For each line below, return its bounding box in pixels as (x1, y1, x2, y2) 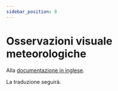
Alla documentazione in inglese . (6, 67, 85, 74)
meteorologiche (6, 47, 86, 60)
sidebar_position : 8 (6, 8, 58, 15)
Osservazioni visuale (6, 34, 113, 48)
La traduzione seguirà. (6, 78, 61, 85)
